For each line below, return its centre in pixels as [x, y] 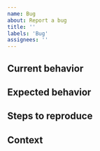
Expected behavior [49, 92]
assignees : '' [28, 40]
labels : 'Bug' [28, 33]
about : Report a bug [37, 20]
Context [25, 140]
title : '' [22, 27]
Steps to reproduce [50, 116]
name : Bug [22, 14]
